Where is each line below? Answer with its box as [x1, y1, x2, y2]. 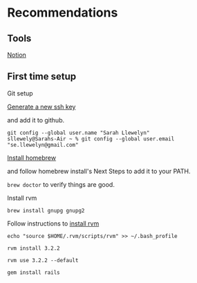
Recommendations [7, 5, 118, 21]
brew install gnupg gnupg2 [7, 207, 85, 214]
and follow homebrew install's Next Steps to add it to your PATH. [7, 167, 191, 175]
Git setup [7, 89, 33, 98]
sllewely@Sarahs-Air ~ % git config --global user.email [7, 135, 175, 143]
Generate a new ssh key [7, 102, 76, 111]
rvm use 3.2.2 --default [7, 257, 79, 264]
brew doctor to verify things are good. [7, 180, 115, 188]
